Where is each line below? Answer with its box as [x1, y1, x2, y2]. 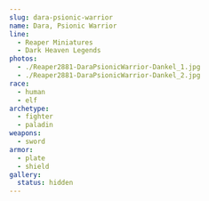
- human [17, 87, 46, 96]
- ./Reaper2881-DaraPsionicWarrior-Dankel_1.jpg [17, 63, 201, 72]
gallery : [9, 170, 42, 179]
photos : [9, 54, 38, 63]
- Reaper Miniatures [17, 37, 93, 47]
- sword [17, 137, 46, 146]
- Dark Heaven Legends [17, 46, 101, 55]
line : [9, 29, 29, 38]
